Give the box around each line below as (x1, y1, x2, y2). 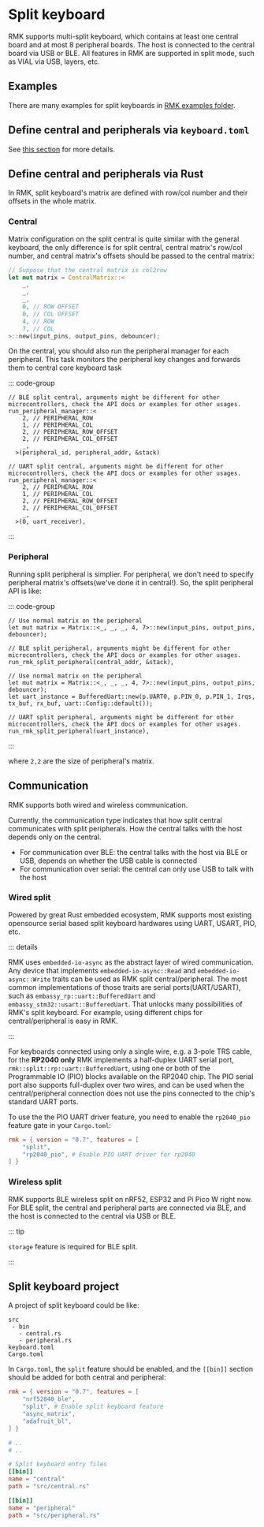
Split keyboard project (8, 1280, 120, 1294)
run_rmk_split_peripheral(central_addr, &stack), (8, 658, 175, 666)
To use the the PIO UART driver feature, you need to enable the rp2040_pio (8, 1112, 251, 1122)
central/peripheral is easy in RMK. (8, 1016, 118, 1025)
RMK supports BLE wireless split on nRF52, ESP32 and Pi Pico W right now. (8, 1194, 253, 1204)
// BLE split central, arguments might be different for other (8, 394, 221, 401)
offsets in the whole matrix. (8, 196, 97, 206)
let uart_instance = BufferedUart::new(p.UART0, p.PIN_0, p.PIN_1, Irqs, (8, 693, 256, 700)
